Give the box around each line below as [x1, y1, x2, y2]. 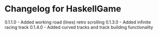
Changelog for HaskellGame [4, 3, 121, 14]
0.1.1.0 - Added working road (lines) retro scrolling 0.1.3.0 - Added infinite [4, 19, 151, 25]
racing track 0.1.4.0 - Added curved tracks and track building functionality [4, 24, 154, 30]
